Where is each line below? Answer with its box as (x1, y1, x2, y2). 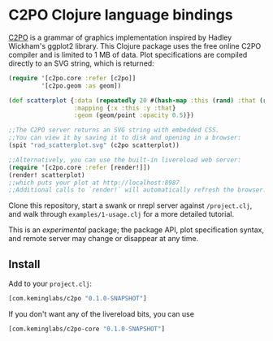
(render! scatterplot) (8, 170, 85, 179)
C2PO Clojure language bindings (8, 6, 233, 24)
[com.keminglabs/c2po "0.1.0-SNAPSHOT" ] (8, 295, 148, 303)
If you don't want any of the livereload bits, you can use (8, 309, 195, 318)
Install (8, 257, 41, 271)
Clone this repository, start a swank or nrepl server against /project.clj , (8, 201, 253, 210)
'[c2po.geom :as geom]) (41, 81, 122, 90)
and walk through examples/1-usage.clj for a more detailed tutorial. (8, 209, 234, 219)
